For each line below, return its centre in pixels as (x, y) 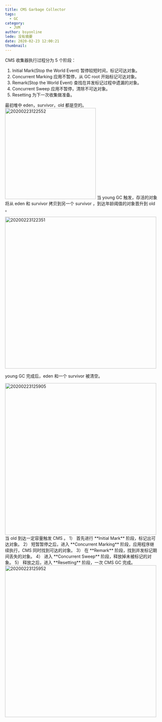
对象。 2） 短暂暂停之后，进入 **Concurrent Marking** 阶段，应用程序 (79, 544)
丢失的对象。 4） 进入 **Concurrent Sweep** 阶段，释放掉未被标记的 (78, 556)
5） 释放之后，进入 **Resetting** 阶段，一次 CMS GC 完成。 (75, 562)
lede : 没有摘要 (19, 37)
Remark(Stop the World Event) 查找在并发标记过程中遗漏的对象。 (77, 83)
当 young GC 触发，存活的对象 (127, 197)
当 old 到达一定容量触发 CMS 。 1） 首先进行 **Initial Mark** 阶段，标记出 (78, 538)
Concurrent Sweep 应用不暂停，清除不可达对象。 (61, 88)
